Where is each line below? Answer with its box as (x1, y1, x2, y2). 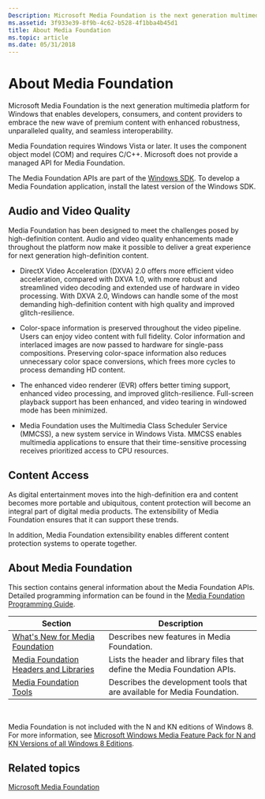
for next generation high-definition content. (8, 250, 149, 260)
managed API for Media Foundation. (8, 159, 125, 168)
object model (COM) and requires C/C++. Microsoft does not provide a (8, 150, 238, 159)
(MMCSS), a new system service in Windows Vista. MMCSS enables (19, 429, 242, 439)
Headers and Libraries (12, 663, 95, 674)
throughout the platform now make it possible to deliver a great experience (8, 242, 251, 252)
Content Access (8, 469, 89, 482)
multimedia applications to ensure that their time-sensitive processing (19, 437, 247, 446)
